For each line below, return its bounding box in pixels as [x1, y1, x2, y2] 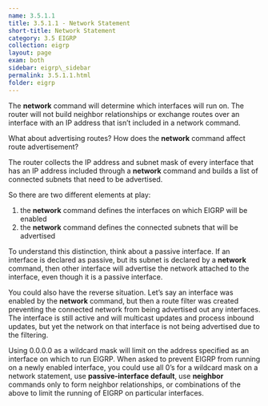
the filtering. [8, 330, 49, 340]
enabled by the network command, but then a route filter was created [8, 295, 238, 305]
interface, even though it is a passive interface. [8, 271, 163, 281]
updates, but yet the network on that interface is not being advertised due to [8, 321, 260, 331]
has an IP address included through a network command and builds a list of [8, 166, 258, 175]
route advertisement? [8, 142, 78, 151]
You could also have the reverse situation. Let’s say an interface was [8, 287, 234, 297]
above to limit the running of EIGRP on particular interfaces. [8, 388, 204, 397]
